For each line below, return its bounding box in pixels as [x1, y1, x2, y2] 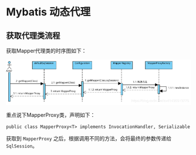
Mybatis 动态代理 [6, 5, 91, 19]
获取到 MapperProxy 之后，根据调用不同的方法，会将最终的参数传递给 [6, 135, 172, 142]
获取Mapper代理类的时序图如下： [6, 48, 87, 54]
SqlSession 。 [6, 142, 38, 150]
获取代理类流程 [6, 31, 60, 41]
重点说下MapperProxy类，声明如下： [6, 112, 96, 119]
